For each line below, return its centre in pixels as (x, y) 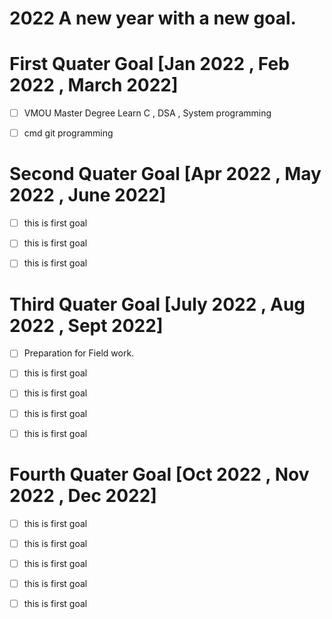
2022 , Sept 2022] (86, 325)
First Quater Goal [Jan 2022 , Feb (149, 64)
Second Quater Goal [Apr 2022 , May (165, 174)
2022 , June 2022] (88, 195)
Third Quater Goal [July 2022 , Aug (157, 304)
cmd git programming (68, 133)
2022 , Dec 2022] (83, 495)
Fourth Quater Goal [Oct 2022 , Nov (159, 474)
